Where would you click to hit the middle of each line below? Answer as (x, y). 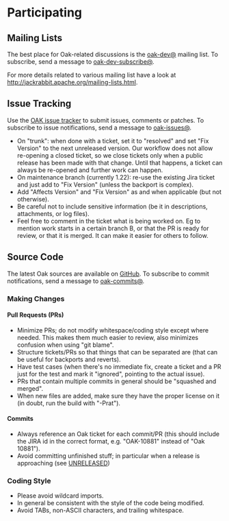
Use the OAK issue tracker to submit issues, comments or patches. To (106, 120)
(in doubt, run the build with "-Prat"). (69, 403)
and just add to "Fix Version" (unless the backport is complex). (105, 184)
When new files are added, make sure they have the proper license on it (118, 396)
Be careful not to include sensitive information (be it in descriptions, (112, 206)
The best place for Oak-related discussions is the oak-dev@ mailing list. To (113, 54)
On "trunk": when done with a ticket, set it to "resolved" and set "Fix (113, 141)
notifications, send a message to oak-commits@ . (76, 281)
